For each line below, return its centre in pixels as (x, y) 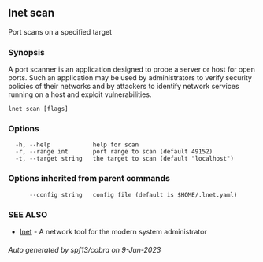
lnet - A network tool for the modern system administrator (113, 232)
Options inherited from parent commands (89, 179)
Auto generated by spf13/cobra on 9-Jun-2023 (85, 249)
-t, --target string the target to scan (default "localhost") (125, 159)
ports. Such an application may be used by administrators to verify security (130, 78)
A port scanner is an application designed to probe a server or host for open (132, 69)
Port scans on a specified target (60, 31)
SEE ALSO (28, 214)
